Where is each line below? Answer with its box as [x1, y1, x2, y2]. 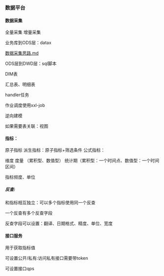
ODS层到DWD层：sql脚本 [5, 60, 57, 67]
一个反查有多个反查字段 [5, 210, 53, 216]
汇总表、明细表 [5, 82, 35, 87]
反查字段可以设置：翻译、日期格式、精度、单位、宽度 [5, 221, 113, 226]
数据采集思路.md [5, 50, 39, 56]
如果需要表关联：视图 [5, 123, 48, 129]
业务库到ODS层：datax [5, 40, 52, 46]
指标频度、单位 [5, 174, 35, 180]
